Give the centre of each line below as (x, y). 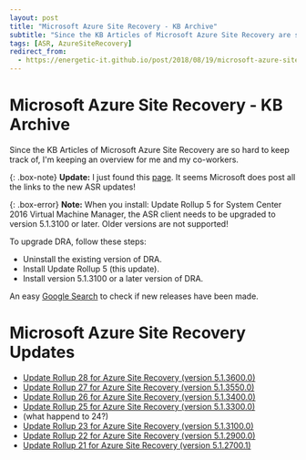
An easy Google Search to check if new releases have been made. (134, 296)
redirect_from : (38, 52)
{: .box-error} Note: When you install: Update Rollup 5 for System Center (146, 204)
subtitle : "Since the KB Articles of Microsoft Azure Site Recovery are (150, 35)
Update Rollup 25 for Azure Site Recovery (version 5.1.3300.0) (139, 406)
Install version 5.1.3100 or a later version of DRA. (113, 278)
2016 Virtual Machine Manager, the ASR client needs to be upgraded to (143, 214)
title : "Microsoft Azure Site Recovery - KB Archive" (114, 26)
